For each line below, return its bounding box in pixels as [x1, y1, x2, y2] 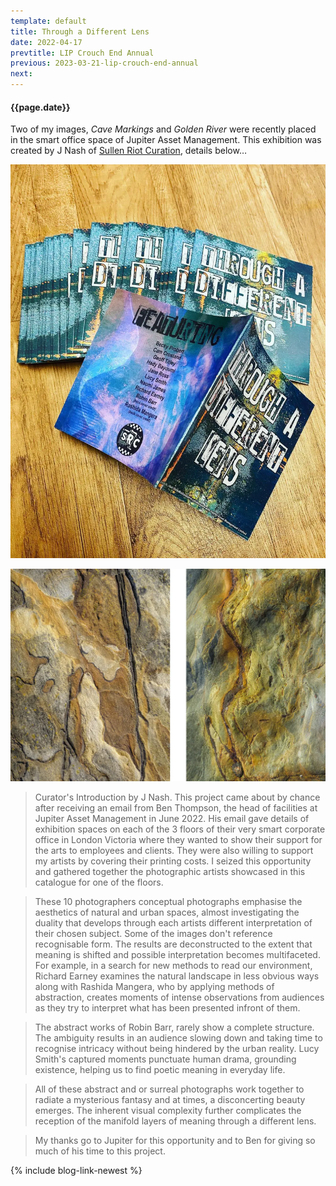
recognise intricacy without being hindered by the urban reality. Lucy [34, 1043, 320, 1055]
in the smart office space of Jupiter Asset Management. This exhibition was [10, 134, 322, 146]
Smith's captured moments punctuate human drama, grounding [34, 1053, 297, 1065]
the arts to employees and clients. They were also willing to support [34, 845, 314, 857]
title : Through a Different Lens [10, 26, 150, 37]
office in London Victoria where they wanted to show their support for [34, 834, 323, 846]
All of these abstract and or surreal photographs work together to [34, 1083, 305, 1095]
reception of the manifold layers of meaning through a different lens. [34, 1115, 317, 1127]
